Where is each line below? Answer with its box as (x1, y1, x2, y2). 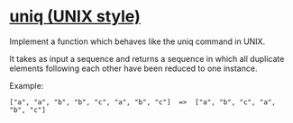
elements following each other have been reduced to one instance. (9, 63, 258, 74)
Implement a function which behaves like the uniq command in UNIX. (9, 36, 266, 47)
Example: (9, 80, 44, 91)
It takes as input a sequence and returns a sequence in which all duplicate (9, 53, 285, 64)
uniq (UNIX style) (9, 6, 142, 27)
